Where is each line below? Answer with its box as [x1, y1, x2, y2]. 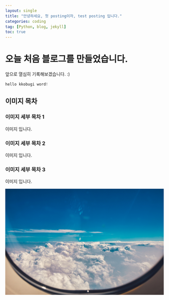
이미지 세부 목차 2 [5, 139, 46, 146]
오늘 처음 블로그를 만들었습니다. [5, 54, 128, 65]
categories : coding [5, 19, 46, 24]
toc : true [5, 29, 26, 35]
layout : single [5, 8, 37, 13]
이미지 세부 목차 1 [5, 114, 45, 121]
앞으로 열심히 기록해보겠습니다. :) [5, 71, 70, 77]
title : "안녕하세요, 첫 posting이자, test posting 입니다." [5, 13, 122, 19]
